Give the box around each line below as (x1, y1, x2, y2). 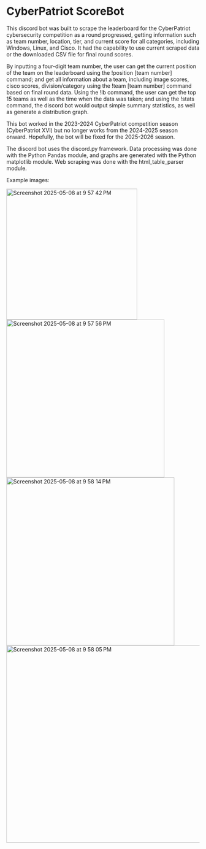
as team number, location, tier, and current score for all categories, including (6, 37, 200, 45)
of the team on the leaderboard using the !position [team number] (6, 69, 173, 76)
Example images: (6, 176, 50, 183)
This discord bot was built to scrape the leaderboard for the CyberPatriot (6, 25, 191, 32)
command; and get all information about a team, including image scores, (6, 75, 189, 83)
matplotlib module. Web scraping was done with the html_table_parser (6, 158, 184, 165)
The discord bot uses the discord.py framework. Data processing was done (6, 145, 197, 152)
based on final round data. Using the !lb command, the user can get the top (6, 88, 196, 96)
